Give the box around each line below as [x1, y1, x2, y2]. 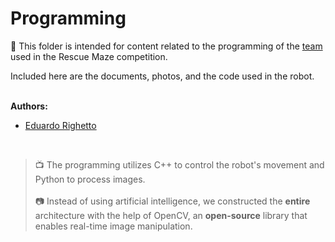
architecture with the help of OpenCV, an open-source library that [34, 209, 308, 221]
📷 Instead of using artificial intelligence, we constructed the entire [34, 195, 311, 207]
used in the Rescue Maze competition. [10, 50, 168, 62]
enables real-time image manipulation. [34, 220, 193, 232]
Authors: [10, 100, 48, 112]
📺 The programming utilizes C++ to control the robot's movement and [34, 158, 325, 171]
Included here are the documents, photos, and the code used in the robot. [10, 70, 315, 82]
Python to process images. [34, 173, 146, 185]
